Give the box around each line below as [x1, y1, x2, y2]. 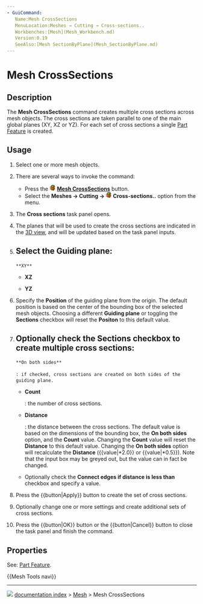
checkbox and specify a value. [24, 480, 101, 487]
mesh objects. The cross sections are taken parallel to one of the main [7, 115, 181, 122]
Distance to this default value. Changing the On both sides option [24, 442, 189, 450]
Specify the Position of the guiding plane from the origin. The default [15, 296, 187, 304]
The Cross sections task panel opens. [15, 210, 111, 217]
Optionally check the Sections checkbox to [15, 334, 181, 344]
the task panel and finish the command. [15, 528, 114, 535]
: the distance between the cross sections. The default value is [24, 423, 181, 431]
